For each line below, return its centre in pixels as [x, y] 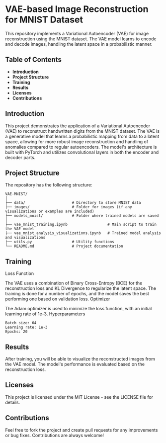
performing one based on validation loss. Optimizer [58, 299]
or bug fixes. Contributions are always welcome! [55, 435]
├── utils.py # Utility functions [60, 242]
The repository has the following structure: [49, 185]
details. [13, 402]
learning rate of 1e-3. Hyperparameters [45, 314]
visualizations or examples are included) [50, 212]
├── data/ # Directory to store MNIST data [73, 203]
